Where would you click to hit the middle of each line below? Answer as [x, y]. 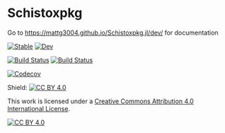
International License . [39, 108]
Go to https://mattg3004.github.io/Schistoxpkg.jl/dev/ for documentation [113, 33]
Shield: [17, 87]
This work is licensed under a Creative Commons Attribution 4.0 [101, 101]
